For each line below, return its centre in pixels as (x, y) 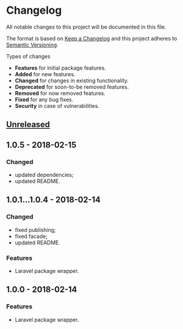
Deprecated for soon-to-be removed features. (72, 86)
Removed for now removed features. (60, 93)
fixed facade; (31, 236)
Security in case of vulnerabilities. (57, 105)
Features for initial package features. (60, 68)
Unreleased (28, 125)
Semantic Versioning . (32, 45)
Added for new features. (45, 74)
